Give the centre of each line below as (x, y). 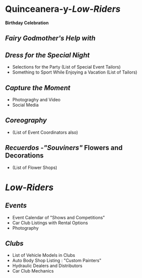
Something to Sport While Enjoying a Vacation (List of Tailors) (75, 72)
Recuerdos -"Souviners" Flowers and (64, 148)
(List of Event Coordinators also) (45, 132)
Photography (25, 228)
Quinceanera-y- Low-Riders (63, 9)
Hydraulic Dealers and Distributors (47, 266)
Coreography (26, 120)
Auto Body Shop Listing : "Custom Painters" (57, 261)
